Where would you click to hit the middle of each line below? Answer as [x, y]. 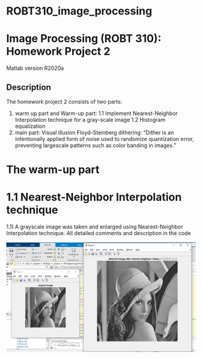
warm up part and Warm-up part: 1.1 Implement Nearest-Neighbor [96, 113]
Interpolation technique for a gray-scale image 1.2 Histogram [90, 119]
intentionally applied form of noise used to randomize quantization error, [104, 139]
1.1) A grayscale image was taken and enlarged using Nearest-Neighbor [95, 227]
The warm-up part [53, 170]
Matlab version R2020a [35, 68]
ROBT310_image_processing [79, 11]
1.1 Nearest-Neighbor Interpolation [94, 197]
